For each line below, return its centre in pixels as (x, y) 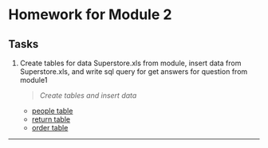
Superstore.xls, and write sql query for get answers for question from (134, 72)
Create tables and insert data (88, 95)
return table (51, 119)
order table (50, 128)
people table (52, 111)
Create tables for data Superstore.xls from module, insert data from (130, 63)
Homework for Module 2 (90, 15)
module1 (33, 80)
